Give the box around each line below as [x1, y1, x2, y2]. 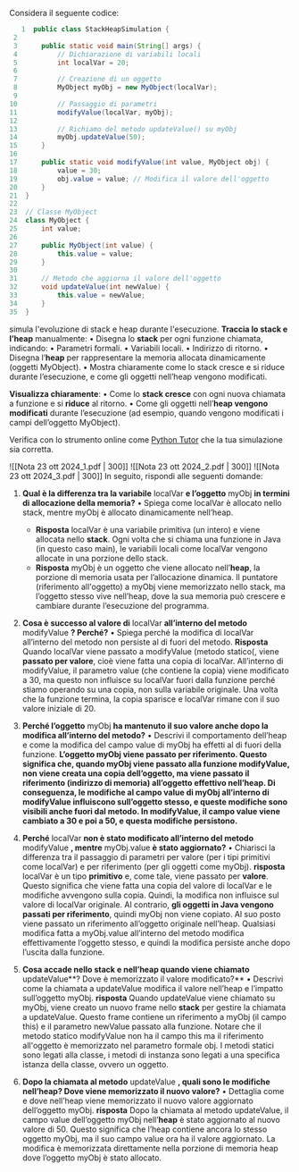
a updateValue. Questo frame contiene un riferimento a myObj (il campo [21, 1011, 287, 1022]
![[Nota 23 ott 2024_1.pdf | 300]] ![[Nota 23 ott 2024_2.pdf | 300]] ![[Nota [9, 460, 279, 472]
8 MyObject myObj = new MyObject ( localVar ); [12, 83, 218, 92]
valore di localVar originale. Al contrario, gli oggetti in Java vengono [21, 898, 274, 910]
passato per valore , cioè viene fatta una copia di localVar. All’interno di [21, 655, 284, 666]
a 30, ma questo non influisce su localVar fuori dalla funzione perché [21, 674, 276, 685]
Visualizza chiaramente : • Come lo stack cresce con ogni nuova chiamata [9, 388, 286, 399]
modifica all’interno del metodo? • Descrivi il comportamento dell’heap [21, 729, 287, 740]
